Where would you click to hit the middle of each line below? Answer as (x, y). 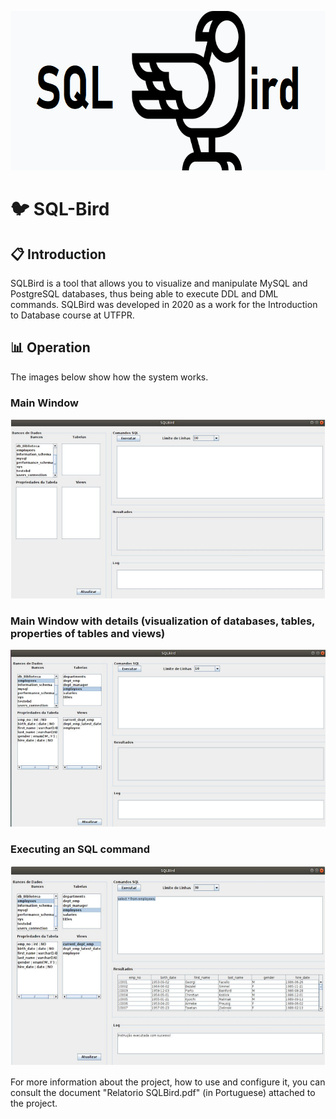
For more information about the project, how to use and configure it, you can (168, 1082)
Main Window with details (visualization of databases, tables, (163, 621)
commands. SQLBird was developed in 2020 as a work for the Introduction (164, 304)
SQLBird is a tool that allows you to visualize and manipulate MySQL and (159, 283)
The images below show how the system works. (109, 377)
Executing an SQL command (80, 849)
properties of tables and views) (88, 634)
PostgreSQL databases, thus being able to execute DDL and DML (144, 294)
